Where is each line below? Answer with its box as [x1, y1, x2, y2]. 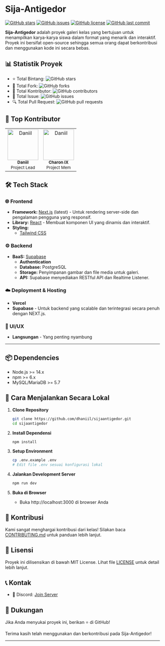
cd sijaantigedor [12, 421, 48, 426]
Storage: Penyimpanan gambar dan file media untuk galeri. [19, 269, 139, 275]
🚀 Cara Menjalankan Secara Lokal [5, 394, 110, 402]
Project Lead [10, 164, 35, 170]
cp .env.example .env [12, 458, 56, 463]
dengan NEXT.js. [12, 310, 46, 316]
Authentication [19, 258, 52, 264]
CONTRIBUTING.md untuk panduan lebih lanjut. [5, 532, 102, 538]
